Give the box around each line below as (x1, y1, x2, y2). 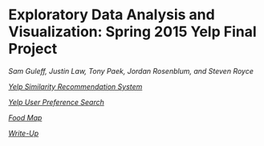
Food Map (8, 112, 43, 122)
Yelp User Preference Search (8, 97, 104, 107)
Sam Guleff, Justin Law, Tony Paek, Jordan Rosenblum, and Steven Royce (8, 66, 254, 75)
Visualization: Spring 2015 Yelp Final (8, 22, 257, 41)
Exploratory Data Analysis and (8, 6, 215, 24)
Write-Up (8, 128, 39, 138)
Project (8, 40, 58, 58)
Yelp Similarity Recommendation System (8, 82, 143, 91)
